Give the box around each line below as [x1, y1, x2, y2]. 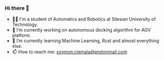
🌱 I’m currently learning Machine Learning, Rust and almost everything [12, 38, 159, 44]
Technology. [12, 21, 38, 27]
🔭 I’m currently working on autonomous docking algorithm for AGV [12, 27, 151, 33]
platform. [12, 33, 31, 39]
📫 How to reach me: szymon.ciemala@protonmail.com [12, 49, 128, 55]
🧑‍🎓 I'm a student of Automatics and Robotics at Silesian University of [12, 16, 156, 22]
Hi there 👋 [5, 5, 30, 12]
